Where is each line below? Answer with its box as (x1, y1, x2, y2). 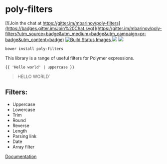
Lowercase (12, 106, 35, 112)
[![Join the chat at (5, 20, 42, 26)
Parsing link (12, 133, 37, 139)
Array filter (12, 143, 35, 149)
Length (12, 127, 27, 133)
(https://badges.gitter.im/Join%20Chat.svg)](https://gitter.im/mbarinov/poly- (5, 25, 162, 31)
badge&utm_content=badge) (5, 36, 64, 42)
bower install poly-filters (5, 46, 64, 51)
